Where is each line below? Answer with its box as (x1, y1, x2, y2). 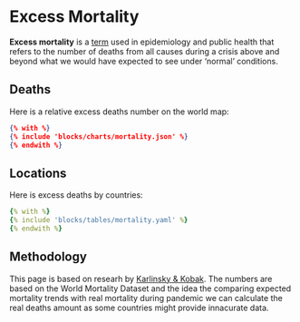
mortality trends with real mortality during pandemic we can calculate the (9, 292, 283, 303)
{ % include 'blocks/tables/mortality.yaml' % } (9, 216, 189, 225)
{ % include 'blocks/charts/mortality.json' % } (9, 132, 189, 141)
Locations (9, 165, 67, 181)
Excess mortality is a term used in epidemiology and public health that (9, 36, 275, 47)
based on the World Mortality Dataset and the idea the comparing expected (9, 283, 292, 294)
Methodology (9, 249, 88, 265)
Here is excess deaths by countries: (9, 190, 143, 200)
